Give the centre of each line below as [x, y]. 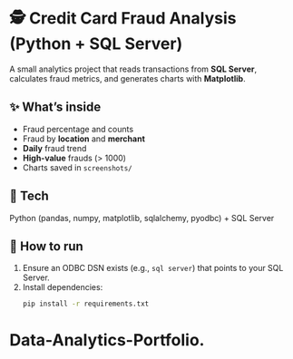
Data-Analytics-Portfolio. [107, 340]
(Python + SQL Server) [96, 44]
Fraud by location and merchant [83, 139]
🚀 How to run [46, 246]
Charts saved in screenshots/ [78, 167]
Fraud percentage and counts [78, 129]
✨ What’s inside [55, 107]
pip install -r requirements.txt [86, 304]
